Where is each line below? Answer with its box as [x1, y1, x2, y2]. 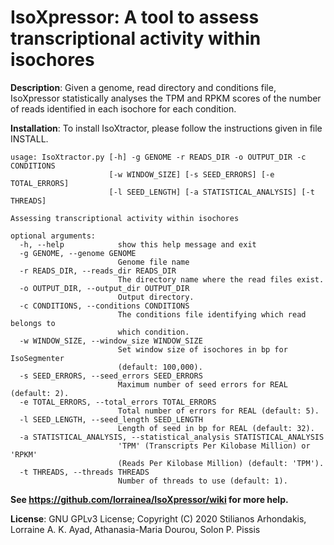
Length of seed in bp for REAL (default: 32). [117, 423, 315, 433]
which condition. [117, 327, 190, 337]
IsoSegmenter [10, 353, 65, 363]
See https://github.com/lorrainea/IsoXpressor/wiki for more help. [10, 493, 289, 505]
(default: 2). [10, 388, 70, 398]
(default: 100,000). [117, 362, 203, 372]
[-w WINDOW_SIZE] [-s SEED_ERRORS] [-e [108, 169, 275, 180]
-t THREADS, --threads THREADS [19, 467, 150, 477]
